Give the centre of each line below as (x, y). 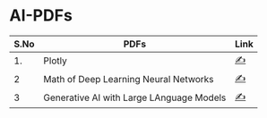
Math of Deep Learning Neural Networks (129, 80)
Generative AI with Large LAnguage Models (135, 97)
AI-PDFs (41, 16)
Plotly (55, 61)
